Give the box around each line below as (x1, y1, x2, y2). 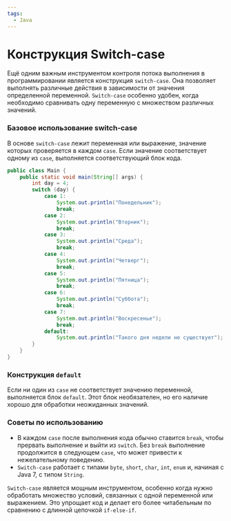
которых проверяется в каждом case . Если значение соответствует (7, 146, 207, 154)
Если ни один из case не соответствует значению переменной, (7, 385, 193, 394)
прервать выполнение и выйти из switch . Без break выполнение (17, 441, 205, 449)
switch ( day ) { (32, 186, 76, 194)
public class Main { (7, 167, 67, 174)
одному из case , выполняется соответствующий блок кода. (7, 154, 183, 162)
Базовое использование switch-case (7, 123, 138, 133)
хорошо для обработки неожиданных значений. (7, 401, 150, 409)
